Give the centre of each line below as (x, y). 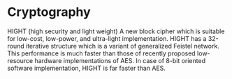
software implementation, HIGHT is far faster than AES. (87, 68)
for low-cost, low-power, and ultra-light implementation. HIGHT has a (107, 38)
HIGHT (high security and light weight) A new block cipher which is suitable (116, 31)
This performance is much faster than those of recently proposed (101, 53)
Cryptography (49, 12)
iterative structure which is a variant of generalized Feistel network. (123, 46)
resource (20, 60)
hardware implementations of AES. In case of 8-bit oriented (120, 60)
